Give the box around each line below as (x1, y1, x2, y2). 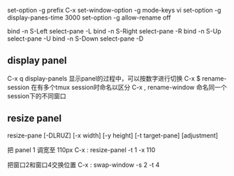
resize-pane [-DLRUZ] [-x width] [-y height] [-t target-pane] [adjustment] (7, 131, 219, 140)
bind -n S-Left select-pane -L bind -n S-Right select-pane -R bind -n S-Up (7, 27, 221, 35)
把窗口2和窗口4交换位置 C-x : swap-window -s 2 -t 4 (7, 161, 160, 169)
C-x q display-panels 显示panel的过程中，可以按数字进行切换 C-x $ (7, 74, 201, 83)
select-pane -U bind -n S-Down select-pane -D (7, 34, 144, 43)
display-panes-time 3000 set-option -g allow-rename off (7, 13, 171, 22)
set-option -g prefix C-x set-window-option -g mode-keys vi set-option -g (7, 6, 221, 14)
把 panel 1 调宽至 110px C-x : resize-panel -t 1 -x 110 (7, 145, 156, 154)
